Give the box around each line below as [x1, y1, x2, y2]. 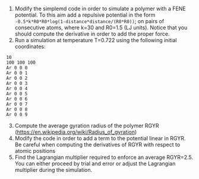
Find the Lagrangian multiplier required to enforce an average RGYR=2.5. [14, 154, 194, 161]
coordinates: [14, 43, 46, 50]
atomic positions [14, 147, 55, 154]
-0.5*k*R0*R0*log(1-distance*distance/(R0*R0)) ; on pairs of [14, 18, 165, 24]
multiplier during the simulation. [14, 167, 93, 173]
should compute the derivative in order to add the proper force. [14, 30, 170, 37]
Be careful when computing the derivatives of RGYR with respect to [14, 141, 181, 148]
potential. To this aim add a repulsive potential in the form [14, 11, 156, 18]
